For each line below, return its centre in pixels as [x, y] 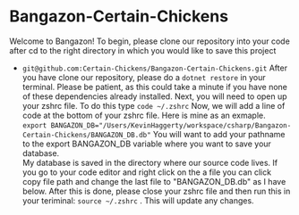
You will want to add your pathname [219, 134]
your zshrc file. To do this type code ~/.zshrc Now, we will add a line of [154, 105]
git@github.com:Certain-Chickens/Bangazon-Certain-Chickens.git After [155, 68]
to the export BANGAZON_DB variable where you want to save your [146, 144]
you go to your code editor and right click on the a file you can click [146, 172]
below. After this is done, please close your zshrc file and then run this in [156, 191]
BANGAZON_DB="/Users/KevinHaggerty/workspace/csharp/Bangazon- [171, 125]
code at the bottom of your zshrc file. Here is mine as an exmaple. [144, 115]
